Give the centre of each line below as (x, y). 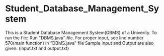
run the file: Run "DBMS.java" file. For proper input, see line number (74, 38)
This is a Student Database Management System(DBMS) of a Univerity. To (81, 32)
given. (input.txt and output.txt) (37, 48)
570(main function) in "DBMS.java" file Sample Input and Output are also (80, 43)
